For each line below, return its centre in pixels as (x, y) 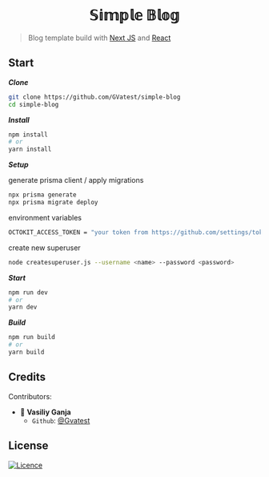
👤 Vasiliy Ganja (45, 412)
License (28, 446)
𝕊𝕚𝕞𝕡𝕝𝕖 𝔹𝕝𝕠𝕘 (134, 16)
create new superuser (45, 248)
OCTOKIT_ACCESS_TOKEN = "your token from (78, 232)
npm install (28, 135)
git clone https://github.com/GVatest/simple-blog (94, 97)
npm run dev (28, 292)
